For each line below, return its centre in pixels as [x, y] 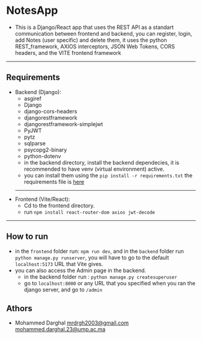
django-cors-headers [50, 111]
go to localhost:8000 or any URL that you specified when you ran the [109, 283]
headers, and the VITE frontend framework [68, 52]
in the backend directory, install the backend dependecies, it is [101, 162]
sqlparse [35, 143]
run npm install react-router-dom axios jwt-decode [89, 212]
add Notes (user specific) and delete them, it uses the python [91, 40]
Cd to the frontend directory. [59, 205]
